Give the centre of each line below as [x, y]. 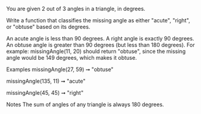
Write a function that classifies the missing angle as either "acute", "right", [98, 20]
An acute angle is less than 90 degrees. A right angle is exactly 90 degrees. [100, 38]
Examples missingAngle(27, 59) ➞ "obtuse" [60, 69]
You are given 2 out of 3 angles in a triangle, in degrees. [76, 9]
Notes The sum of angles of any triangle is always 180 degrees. [85, 104]
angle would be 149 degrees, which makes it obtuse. [72, 58]
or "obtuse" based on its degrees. [48, 27]
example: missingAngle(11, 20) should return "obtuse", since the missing [96, 51]
